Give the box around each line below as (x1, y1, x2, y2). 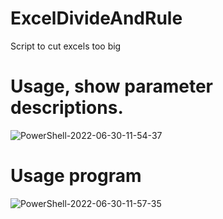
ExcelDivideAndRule (10, 7, 183, 30)
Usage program (10, 165, 142, 187)
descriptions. (10, 97, 124, 119)
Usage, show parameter (10, 75, 214, 98)
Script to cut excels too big (10, 40, 122, 52)
